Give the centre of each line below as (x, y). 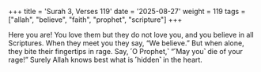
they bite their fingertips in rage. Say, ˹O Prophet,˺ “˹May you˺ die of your (126, 51)
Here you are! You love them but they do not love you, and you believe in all (131, 35)
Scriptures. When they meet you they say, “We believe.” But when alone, (126, 43)
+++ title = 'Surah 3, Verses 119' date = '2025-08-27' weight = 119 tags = (127, 11)
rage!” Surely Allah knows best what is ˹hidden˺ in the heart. (106, 59)
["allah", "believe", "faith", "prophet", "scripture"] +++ (95, 20)
